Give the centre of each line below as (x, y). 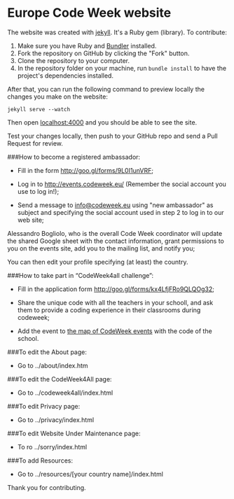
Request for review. (35, 143)
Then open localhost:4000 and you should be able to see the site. (102, 122)
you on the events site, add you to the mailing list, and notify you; (101, 248)
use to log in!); (38, 191)
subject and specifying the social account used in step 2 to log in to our (121, 212)
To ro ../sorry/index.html (52, 447)
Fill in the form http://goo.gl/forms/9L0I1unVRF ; (85, 170)
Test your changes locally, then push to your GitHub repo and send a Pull (113, 136)
